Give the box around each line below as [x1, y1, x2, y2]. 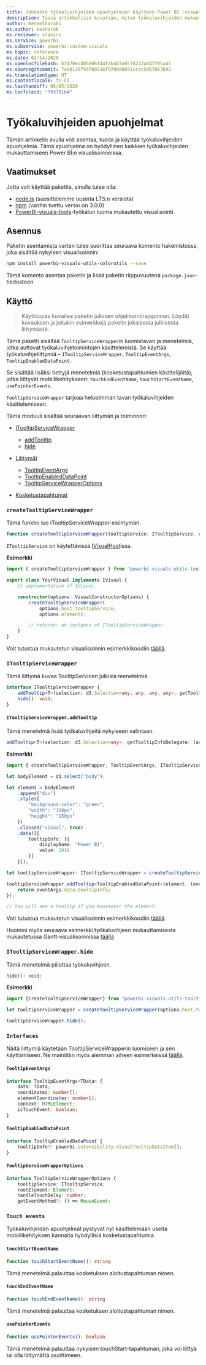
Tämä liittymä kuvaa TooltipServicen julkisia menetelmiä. [6, 673, 149, 680]
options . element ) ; [39, 611, 86, 617]
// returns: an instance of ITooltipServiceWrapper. [28, 622, 166, 628]
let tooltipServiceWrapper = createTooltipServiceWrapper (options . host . [6, 1007, 196, 1013]
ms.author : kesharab [6, 26, 59, 33]
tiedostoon [6, 278, 34, 286]
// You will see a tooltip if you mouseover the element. [6, 903, 158, 910]
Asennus [6, 226, 42, 237]
